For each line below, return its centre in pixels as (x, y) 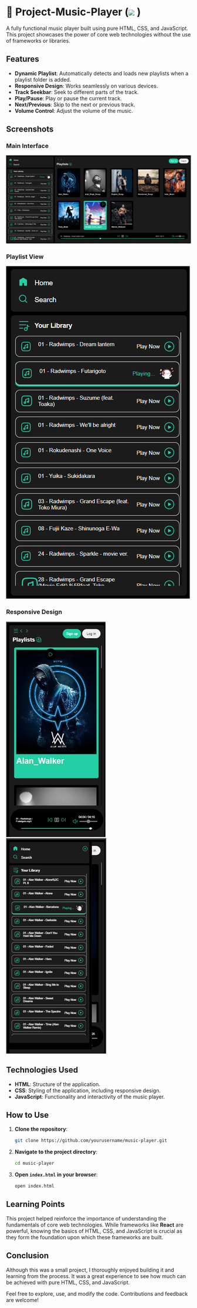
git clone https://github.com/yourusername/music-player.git (91, 1141)
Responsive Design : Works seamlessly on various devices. (86, 86)
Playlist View (25, 257)
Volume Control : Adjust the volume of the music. (74, 110)
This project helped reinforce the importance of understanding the (86, 1218)
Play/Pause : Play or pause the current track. (68, 98)
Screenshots (30, 129)
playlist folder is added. (43, 79)
